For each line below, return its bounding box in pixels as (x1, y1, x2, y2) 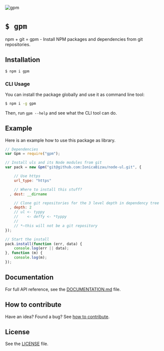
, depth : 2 (9, 205, 32, 210)
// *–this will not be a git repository (14, 223, 98, 228)
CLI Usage (5, 80, 30, 87)
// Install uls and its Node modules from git (5, 160, 102, 165)
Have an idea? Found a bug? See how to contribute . (5, 314, 109, 320)
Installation (5, 56, 40, 64)
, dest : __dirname (9, 192, 48, 197)
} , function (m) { (5, 251, 43, 256)
